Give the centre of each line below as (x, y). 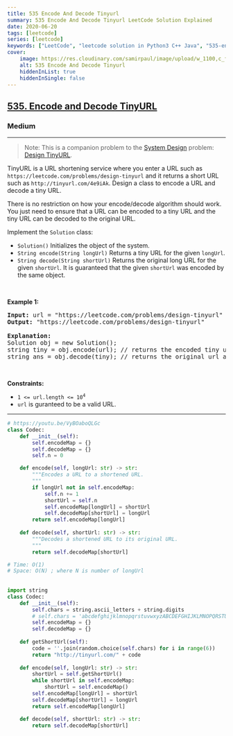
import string (28, 590)
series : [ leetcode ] (35, 40)
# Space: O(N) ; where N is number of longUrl (76, 571)
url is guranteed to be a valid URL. (67, 404)
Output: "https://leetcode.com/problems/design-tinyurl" (106, 322)
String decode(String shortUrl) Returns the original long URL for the (117, 260)
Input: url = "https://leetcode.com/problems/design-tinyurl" (115, 315)
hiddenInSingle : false (52, 78)
